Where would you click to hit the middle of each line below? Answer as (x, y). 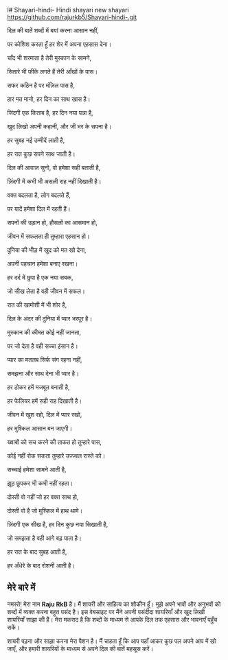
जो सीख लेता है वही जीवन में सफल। (46, 291)
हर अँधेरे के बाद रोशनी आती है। (41, 566)
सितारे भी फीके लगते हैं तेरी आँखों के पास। (53, 72)
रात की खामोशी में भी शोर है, (37, 305)
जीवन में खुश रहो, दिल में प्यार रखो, (45, 415)
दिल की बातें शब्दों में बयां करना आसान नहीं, (53, 31)
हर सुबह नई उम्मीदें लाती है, (36, 140)
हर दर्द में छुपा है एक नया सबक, (40, 278)
